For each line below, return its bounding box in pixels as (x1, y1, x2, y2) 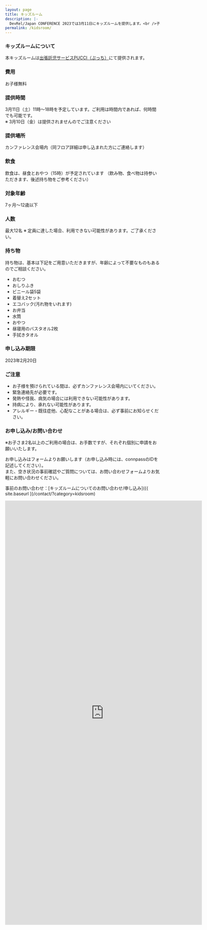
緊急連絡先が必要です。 (12, 389, 60, 395)
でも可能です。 (5, 113, 35, 118)
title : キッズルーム (5, 12, 43, 17)
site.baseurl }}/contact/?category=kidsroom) (5, 491, 96, 497)
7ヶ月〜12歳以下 (5, 202, 38, 208)
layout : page (5, 7, 32, 12)
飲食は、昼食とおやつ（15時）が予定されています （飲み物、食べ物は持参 (5, 170, 153, 176)
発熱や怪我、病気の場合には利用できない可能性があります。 (12, 395, 133, 401)
